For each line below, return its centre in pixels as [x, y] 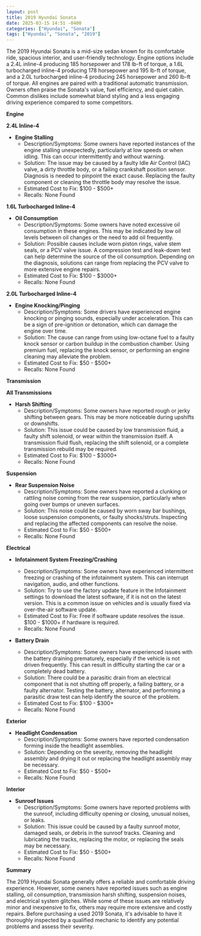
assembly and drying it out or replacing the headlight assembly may [108, 759]
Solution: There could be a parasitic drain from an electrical [97, 678]
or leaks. [34, 820]
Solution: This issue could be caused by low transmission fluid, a [104, 430]
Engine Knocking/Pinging [47, 306]
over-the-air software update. [61, 610]
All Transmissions [29, 393]
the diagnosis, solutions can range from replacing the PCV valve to [106, 263]
